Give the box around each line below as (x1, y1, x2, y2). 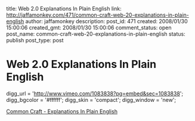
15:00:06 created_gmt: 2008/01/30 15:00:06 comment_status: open (6, 24, 172, 31)
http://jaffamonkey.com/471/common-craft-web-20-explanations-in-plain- (6, 11, 189, 18)
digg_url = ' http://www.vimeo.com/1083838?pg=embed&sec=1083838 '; (6, 89, 184, 97)
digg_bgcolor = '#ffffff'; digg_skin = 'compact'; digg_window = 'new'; (6, 96, 177, 103)
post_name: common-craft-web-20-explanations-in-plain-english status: (6, 30, 186, 38)
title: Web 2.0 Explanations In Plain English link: (6, 5, 122, 12)
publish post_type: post (6, 37, 64, 44)
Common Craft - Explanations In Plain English (6, 107, 118, 115)
